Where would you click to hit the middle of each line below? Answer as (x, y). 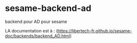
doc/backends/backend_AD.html (38, 36)
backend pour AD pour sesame (36, 21)
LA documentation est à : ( (31, 31)
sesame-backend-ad (48, 8)
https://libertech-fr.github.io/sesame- (95, 31)
